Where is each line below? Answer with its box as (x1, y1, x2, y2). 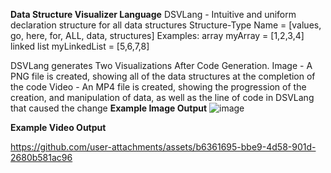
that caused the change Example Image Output (10, 102, 208, 114)
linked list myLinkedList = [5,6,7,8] (10, 40, 150, 52)
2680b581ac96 (10, 152, 73, 163)
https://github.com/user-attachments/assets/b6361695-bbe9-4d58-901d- (10, 141, 317, 153)
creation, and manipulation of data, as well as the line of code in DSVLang (10, 92, 315, 103)
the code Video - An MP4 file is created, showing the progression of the (10, 81, 307, 93)
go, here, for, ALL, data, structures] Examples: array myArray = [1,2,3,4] (10, 30, 305, 41)
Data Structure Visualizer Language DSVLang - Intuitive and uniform (10, 9, 297, 20)
